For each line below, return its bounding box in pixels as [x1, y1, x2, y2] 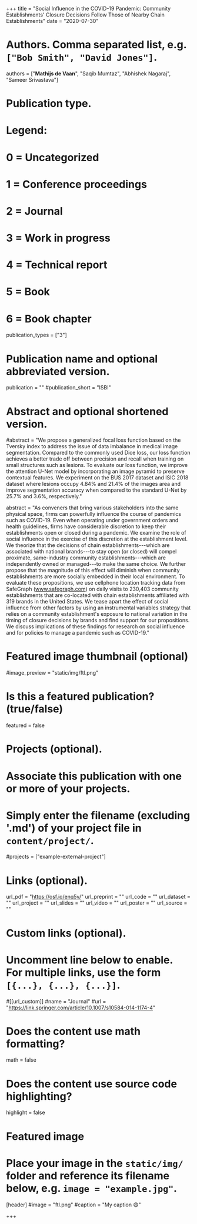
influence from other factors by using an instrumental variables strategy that [6, 604, 191, 611]
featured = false [6, 722, 45, 729]
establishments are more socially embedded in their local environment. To [6, 573, 185, 580]
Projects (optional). [6, 742, 103, 756]
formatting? [6, 1037, 65, 1050]
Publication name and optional [6, 352, 158, 365]
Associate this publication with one [6, 769, 182, 783]
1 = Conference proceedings [6, 178, 147, 191]
